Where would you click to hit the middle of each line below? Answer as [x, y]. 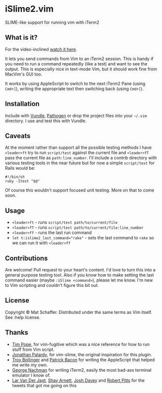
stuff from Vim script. [33, 349]
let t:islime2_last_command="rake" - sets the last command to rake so [83, 238]
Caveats [18, 136]
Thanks [17, 333]
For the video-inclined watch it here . [41, 49]
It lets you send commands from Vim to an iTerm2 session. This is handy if [79, 59]
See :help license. [23, 317]
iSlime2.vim [29, 9]
